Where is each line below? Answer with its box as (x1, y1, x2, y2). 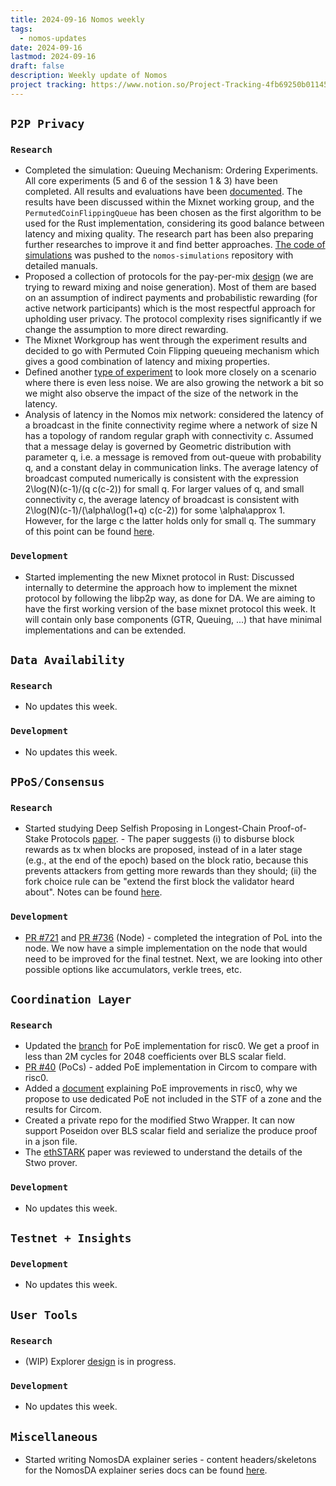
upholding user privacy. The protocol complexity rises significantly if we (24, 313, 322, 325)
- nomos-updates (19, 33, 87, 43)
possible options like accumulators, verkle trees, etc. (24, 963, 242, 975)
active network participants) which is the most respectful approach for (24, 302, 316, 315)
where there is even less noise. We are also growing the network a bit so (24, 377, 324, 389)
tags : (10, 24, 33, 34)
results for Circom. (24, 1104, 102, 1116)
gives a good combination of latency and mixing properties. (24, 356, 270, 368)
